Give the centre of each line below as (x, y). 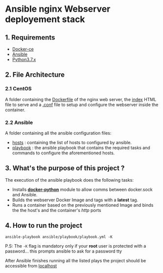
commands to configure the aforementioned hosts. (63, 153)
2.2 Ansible (19, 122)
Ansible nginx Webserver (58, 9)
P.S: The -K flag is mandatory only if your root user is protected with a (76, 246)
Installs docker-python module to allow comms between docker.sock (82, 189)
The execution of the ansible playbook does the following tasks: (69, 180)
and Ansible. (25, 194)
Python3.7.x (24, 59)
